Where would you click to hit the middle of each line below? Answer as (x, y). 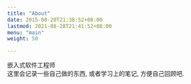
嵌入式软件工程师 (31, 65)
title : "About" (29, 13)
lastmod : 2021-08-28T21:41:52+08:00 (59, 26)
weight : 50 (23, 39)
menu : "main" (26, 32)
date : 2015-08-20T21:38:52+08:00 (55, 20)
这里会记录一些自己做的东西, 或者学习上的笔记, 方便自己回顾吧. (95, 74)
